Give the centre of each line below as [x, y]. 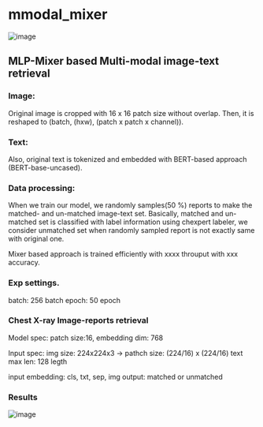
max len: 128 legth [38, 361]
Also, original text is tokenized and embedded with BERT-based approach [128, 159]
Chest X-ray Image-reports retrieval [78, 320]
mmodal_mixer [58, 15]
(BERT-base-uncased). [45, 167]
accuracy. [24, 263]
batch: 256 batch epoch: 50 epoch [64, 300]
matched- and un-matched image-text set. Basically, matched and [116, 214]
